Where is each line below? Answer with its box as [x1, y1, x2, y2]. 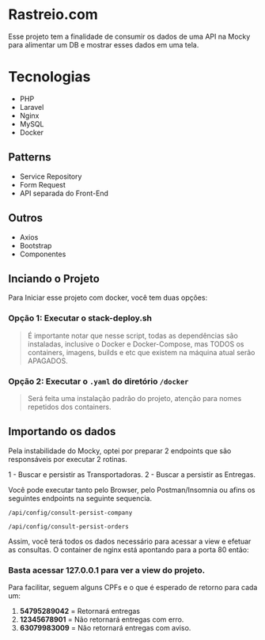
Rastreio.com [8, 6, 99, 24]
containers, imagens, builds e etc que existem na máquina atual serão [27, 347, 256, 357]
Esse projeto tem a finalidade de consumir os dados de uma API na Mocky [8, 32, 251, 41]
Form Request [19, 180, 66, 189]
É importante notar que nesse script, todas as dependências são [27, 331, 239, 340]
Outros [8, 211, 44, 225]
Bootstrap [19, 240, 52, 250]
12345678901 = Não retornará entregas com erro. [19, 615, 184, 624]
